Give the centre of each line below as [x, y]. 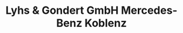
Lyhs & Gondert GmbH [62, 10]
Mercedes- [149, 10]
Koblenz [106, 23]
